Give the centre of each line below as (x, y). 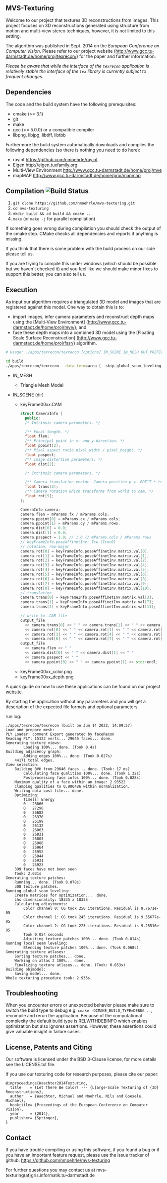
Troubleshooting (32, 993)
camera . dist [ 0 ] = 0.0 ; (44, 528)
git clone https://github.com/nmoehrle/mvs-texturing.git (74, 204)
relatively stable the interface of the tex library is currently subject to (76, 71)
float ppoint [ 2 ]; (43, 446)
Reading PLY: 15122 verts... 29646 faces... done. (59, 739)
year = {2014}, (30, 1114)
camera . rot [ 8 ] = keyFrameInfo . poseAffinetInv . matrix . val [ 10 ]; (86, 588)
